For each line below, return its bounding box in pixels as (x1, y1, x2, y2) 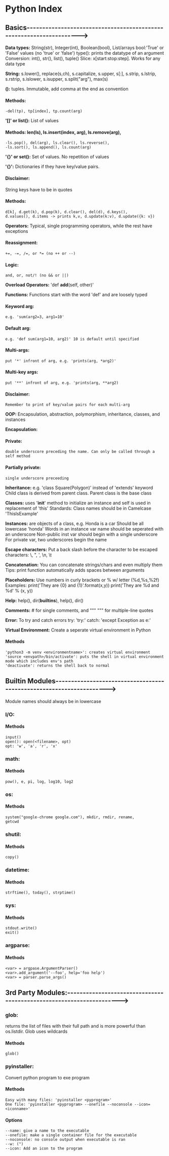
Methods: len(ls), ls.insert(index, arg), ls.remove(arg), (5, 129, 121, 135)
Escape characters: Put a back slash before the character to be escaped (5, 546, 158, 552)
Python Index (5, 3, 62, 15)
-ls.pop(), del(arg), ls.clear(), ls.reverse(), (5, 141, 110, 146)
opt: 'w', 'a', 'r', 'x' (5, 744, 58, 749)
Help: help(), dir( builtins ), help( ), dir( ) (5, 597, 83, 604)
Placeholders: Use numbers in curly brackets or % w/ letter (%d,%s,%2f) (5, 577, 159, 583)
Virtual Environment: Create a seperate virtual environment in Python (5, 627, 151, 633)
